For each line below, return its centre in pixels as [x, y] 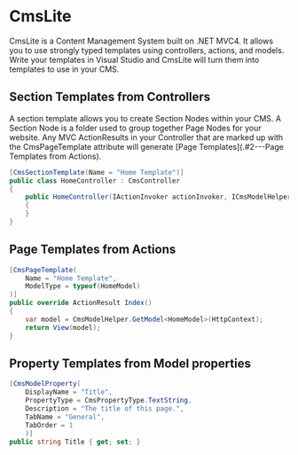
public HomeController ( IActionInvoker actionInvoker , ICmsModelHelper [158, 197]
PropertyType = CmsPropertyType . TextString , [109, 401]
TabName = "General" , [65, 417]
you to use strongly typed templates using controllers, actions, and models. [147, 50]
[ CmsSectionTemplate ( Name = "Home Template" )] [97, 172]
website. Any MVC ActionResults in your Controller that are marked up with [146, 137]
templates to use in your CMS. [64, 69]
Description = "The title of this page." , [105, 409]
